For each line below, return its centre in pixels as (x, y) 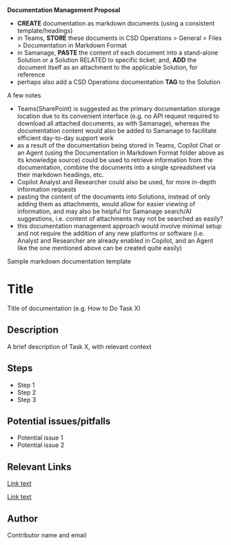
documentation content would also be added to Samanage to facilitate (117, 131)
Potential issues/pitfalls (59, 421)
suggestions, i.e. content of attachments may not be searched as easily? (120, 219)
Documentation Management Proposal (64, 10)
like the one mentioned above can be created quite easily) (100, 248)
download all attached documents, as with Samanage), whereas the (113, 123)
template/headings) (45, 31)
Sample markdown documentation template (69, 261)
